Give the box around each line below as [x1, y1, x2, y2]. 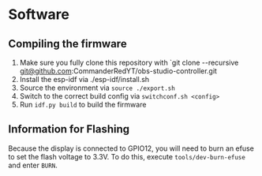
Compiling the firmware [8, 37, 128, 51]
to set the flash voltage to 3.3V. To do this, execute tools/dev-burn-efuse [8, 152, 246, 161]
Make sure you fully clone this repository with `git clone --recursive [19, 58, 239, 67]
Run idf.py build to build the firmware [19, 100, 147, 109]
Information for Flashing [8, 122, 130, 136]
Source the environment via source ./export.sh [19, 83, 175, 92]
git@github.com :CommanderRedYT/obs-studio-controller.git [19, 66, 217, 76]
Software [8, 6, 69, 24]
